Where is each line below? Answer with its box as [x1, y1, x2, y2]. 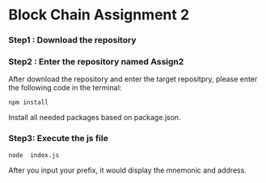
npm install [8, 98, 49, 106]
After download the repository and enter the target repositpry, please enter [8, 74, 258, 84]
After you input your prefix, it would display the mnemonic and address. [8, 165, 247, 175]
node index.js [8, 151, 60, 159]
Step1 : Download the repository [8, 35, 137, 46]
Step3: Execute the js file [8, 133, 109, 144]
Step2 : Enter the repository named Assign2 [8, 56, 184, 68]
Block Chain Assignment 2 [8, 6, 190, 24]
